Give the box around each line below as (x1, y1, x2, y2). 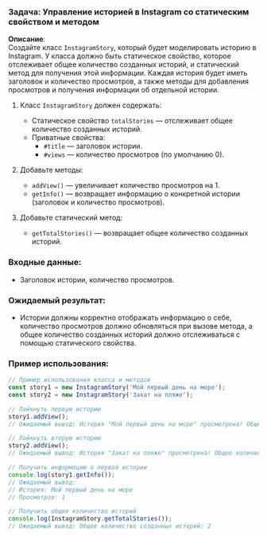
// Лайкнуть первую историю (8, 405, 102, 413)
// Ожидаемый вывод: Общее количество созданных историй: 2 (8, 522, 212, 531)
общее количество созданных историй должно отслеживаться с (19, 329, 241, 339)
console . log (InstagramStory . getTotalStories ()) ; (8, 515, 172, 523)
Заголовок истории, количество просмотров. (19, 275, 175, 284)
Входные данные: (8, 257, 82, 268)
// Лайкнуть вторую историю (8, 435, 102, 442)
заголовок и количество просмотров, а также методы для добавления (8, 76, 249, 86)
